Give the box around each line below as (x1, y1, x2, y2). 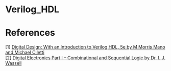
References (5, 27, 55, 39)
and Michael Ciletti (5, 50, 45, 56)
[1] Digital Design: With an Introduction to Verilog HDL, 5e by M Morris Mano (5, 44, 165, 50)
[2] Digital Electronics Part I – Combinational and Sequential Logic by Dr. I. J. (5, 55, 166, 61)
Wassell (5, 60, 22, 66)
